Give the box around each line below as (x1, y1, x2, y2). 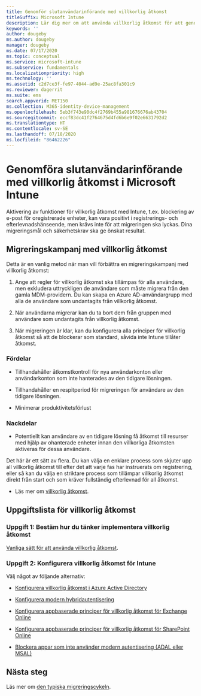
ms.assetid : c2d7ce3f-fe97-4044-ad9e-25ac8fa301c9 (6, 81, 135, 87)
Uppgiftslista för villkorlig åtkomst (6, 505, 136, 515)
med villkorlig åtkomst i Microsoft (6, 175, 176, 189)
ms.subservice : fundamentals (6, 64, 79, 71)
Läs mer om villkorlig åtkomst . (14, 488, 89, 495)
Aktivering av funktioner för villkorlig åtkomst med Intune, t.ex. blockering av (6, 208, 194, 215)
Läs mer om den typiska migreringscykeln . (6, 683, 111, 690)
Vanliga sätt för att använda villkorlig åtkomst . (6, 544, 118, 551)
